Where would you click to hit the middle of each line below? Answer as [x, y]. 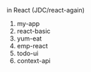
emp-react [32, 46]
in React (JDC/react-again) [46, 10]
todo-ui [28, 53]
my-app [28, 23]
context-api [34, 61]
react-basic [34, 31]
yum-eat [29, 38]
